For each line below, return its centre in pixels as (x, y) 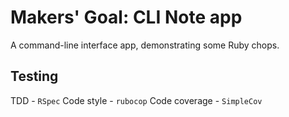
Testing (34, 76)
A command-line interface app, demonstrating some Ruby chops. (145, 45)
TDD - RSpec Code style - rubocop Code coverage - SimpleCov (136, 100)
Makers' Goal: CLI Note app (126, 17)
